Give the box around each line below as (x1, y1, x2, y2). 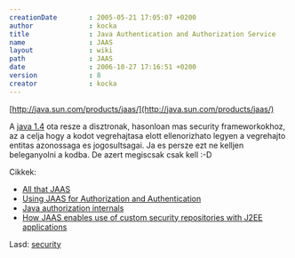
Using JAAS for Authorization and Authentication (21, 193, 202, 204)
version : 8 (9, 71, 101, 80)
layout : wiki (9, 46, 114, 55)
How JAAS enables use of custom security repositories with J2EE (21, 212, 263, 222)
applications (21, 222, 68, 232)
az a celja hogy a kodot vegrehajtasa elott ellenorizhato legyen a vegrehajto (9, 130, 286, 141)
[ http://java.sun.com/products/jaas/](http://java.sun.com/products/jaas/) (9, 103, 275, 114)
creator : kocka (9, 79, 117, 88)
